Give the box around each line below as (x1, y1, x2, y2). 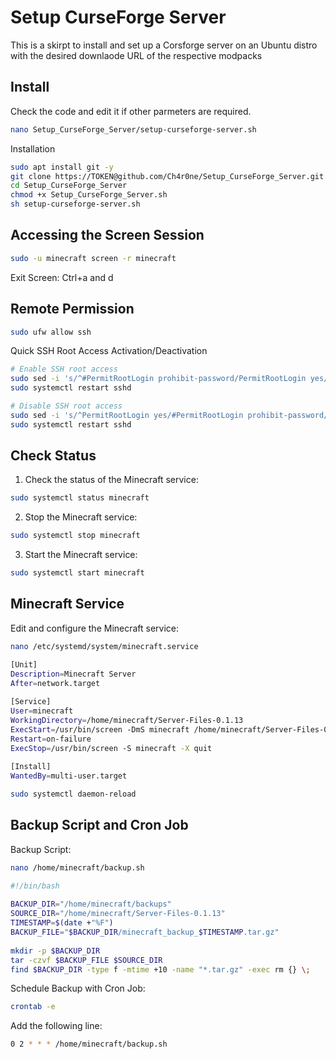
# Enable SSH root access (10, 364, 118, 375)
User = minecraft (10, 706, 74, 716)
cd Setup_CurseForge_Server (10, 181, 128, 191)
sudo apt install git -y (10, 162, 114, 172)
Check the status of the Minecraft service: (24, 474, 199, 486)
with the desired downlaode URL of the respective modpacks (10, 49, 263, 61)
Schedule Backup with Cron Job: (10, 982, 146, 995)
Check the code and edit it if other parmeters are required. (10, 105, 252, 117)
